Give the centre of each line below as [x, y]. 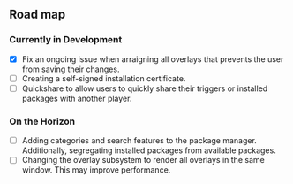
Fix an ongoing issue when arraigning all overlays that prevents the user [153, 59]
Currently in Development [66, 40]
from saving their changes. [71, 69]
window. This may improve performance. [96, 170]
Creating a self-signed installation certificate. [104, 78]
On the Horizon [42, 121]
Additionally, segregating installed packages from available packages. [149, 150]
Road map [38, 15]
